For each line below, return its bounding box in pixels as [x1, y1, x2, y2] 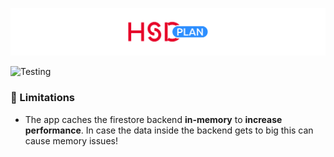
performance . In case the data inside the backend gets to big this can [24, 124, 314, 136]
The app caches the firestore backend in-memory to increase [24, 113, 283, 125]
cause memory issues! [24, 134, 118, 147]
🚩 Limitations [10, 91, 76, 105]
